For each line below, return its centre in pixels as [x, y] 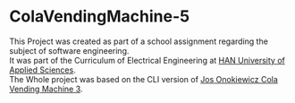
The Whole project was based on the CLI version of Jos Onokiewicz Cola [144, 79]
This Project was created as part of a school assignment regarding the [139, 41]
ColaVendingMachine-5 [100, 17]
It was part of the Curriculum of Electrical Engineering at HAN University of [147, 60]
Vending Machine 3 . [46, 89]
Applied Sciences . [42, 70]
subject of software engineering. [69, 50]
